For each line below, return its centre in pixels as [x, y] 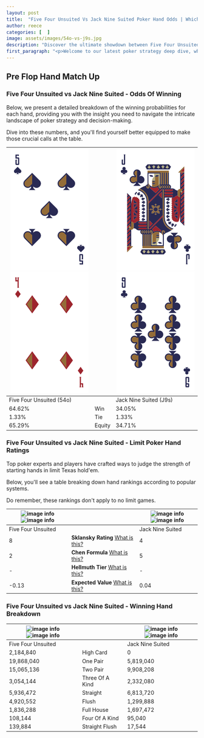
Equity [103, 425]
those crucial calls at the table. [45, 138]
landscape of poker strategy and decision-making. [70, 120]
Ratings [18, 450]
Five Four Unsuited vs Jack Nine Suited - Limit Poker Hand [94, 443]
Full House [95, 709]
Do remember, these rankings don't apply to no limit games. [81, 500]
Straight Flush [99, 726]
